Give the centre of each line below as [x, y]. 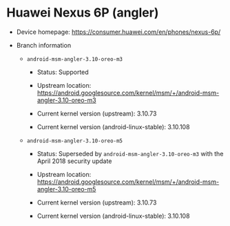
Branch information [44, 45]
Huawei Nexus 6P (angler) [83, 13]
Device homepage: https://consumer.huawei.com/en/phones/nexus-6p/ [118, 32]
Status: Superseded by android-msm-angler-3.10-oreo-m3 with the [130, 153]
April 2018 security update [74, 161]
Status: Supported [63, 72]
